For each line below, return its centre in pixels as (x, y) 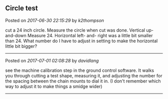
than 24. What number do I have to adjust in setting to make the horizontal (81, 41)
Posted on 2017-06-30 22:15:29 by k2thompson (54, 20)
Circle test (22, 8)
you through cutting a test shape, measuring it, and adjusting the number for (84, 75)
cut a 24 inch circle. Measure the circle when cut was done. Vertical (75, 30)
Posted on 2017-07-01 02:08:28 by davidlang (52, 60)
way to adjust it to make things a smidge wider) (54, 86)
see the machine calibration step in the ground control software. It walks (79, 70)
